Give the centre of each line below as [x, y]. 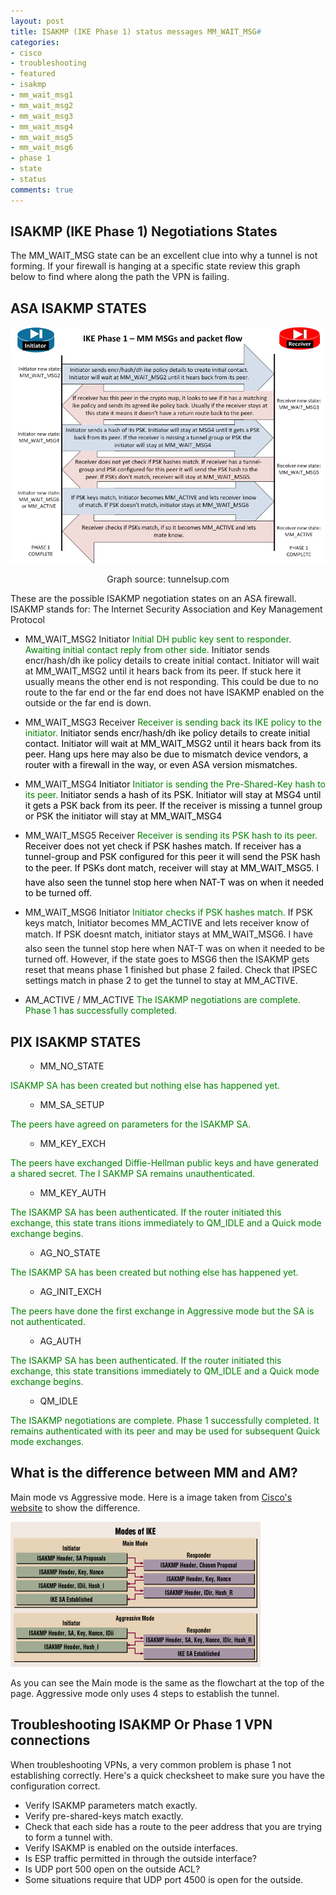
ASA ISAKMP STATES [78, 308]
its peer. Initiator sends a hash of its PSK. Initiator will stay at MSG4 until [173, 795]
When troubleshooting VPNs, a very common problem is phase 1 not [151, 1764]
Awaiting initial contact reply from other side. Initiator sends [147, 650]
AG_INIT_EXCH [70, 1292]
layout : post [37, 21]
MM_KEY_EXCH [73, 1144]
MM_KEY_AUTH [73, 1193]
